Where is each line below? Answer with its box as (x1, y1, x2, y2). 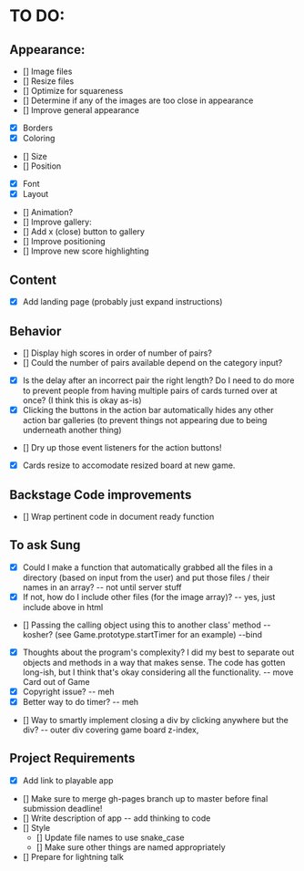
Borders (22, 122, 53, 133)
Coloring (22, 133, 56, 144)
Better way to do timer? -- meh (22, 697, 139, 707)
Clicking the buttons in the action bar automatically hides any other (22, 405, 275, 415)
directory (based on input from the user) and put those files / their (22, 572, 270, 583)
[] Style (22, 822, 51, 833)
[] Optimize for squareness (22, 86, 124, 96)
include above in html (22, 601, 104, 612)
